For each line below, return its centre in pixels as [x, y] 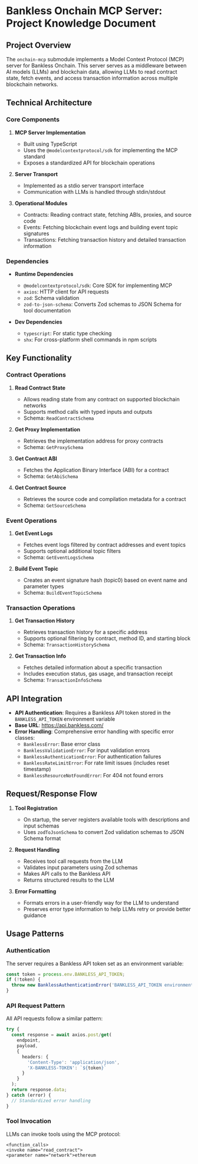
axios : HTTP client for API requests [66, 291]
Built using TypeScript [50, 144]
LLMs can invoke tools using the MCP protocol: [63, 1134]
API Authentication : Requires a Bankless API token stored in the [93, 713]
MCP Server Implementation [50, 132]
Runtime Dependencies [44, 274]
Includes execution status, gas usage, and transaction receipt [98, 674]
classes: [25, 738]
